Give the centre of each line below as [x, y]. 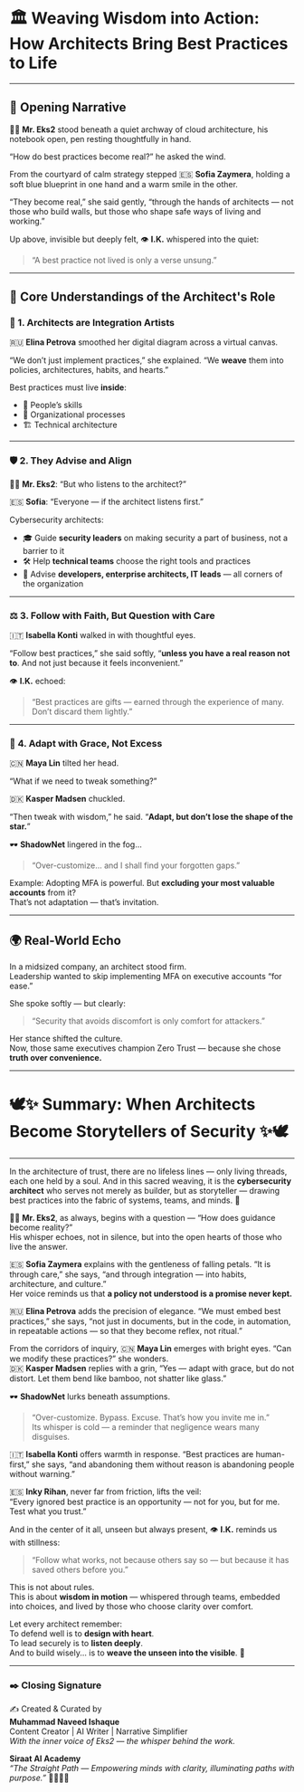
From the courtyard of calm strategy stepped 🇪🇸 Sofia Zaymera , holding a [150, 174]
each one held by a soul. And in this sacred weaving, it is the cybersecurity [151, 1181]
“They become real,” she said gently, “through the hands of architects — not [152, 202]
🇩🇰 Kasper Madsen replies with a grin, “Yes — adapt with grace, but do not [152, 1368]
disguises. [51, 1437]
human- [270, 1454]
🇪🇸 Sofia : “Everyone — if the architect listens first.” [106, 501]
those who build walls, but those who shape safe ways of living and [135, 211]
